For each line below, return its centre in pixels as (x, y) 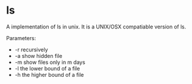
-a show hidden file (38, 56)
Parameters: (21, 38)
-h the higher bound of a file (49, 75)
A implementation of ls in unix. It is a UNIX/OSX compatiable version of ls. (96, 27)
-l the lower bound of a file (47, 68)
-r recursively (32, 49)
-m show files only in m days (50, 62)
